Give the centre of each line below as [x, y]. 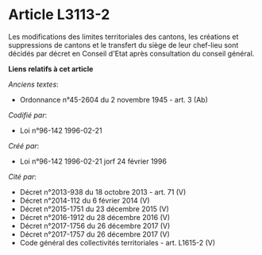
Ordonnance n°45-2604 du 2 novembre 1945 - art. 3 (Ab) [114, 99]
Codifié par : [28, 115]
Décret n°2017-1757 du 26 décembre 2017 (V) [95, 234]
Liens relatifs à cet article [51, 68]
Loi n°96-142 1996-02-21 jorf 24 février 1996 [93, 161]
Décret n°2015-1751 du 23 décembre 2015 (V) [94, 209]
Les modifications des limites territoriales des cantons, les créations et [123, 37]
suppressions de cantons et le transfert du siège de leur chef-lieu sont [123, 44]
